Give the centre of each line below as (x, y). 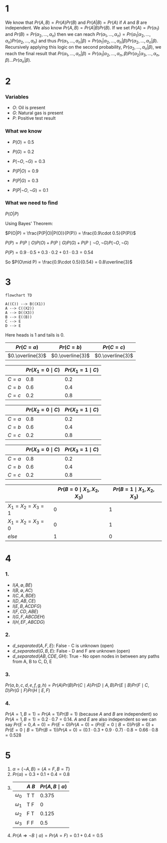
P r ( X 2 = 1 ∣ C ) (82, 410)
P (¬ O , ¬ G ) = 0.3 (29, 161)
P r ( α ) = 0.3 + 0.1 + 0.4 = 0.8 (41, 774)
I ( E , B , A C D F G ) (27, 606)
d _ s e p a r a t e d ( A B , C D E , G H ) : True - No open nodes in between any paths (86, 656)
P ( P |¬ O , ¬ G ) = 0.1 (30, 190)
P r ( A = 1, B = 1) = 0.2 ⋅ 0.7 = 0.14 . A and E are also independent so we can (81, 719)
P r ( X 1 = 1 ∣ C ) (82, 370)
